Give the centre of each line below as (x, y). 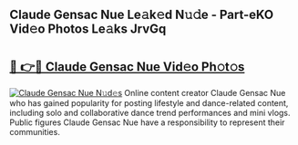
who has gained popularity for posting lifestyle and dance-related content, (149, 103)
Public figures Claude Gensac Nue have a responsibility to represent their (147, 122)
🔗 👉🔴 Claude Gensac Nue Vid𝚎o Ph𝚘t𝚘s (127, 67)
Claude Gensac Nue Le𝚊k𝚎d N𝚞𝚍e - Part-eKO (142, 15)
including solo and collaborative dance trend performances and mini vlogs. (150, 113)
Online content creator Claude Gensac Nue (205, 93)
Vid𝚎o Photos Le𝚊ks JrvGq (88, 29)
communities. (35, 132)
